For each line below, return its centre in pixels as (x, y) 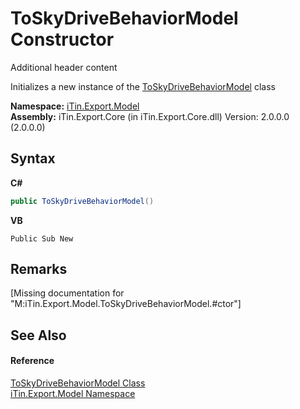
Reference (32, 361)
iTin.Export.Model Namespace (73, 394)
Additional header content (64, 67)
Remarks (39, 269)
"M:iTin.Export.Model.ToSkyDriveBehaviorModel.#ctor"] (126, 304)
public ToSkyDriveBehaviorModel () (82, 201)
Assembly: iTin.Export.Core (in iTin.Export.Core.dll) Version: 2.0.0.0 (150, 116)
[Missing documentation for (67, 293)
